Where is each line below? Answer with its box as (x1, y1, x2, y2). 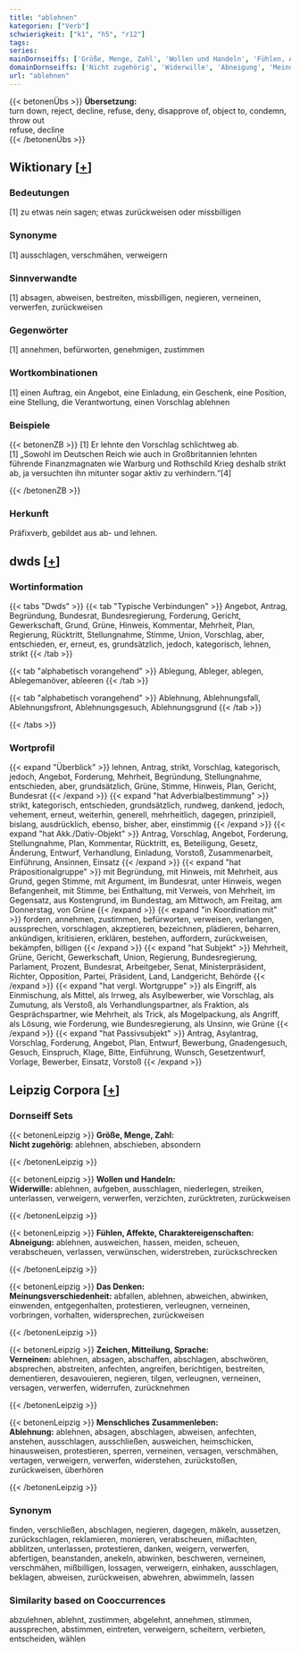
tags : (9, 38, 29, 47)
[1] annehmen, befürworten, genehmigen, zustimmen (9, 344, 205, 355)
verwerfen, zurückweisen (9, 301, 103, 313)
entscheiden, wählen (9, 1633, 87, 1644)
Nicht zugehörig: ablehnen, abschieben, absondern (9, 1139, 201, 1149)
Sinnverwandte (9, 272, 78, 284)
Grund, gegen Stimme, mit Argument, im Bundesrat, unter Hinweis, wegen (9, 876, 282, 886)
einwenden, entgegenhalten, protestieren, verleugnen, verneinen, (9, 1300, 251, 1310)
